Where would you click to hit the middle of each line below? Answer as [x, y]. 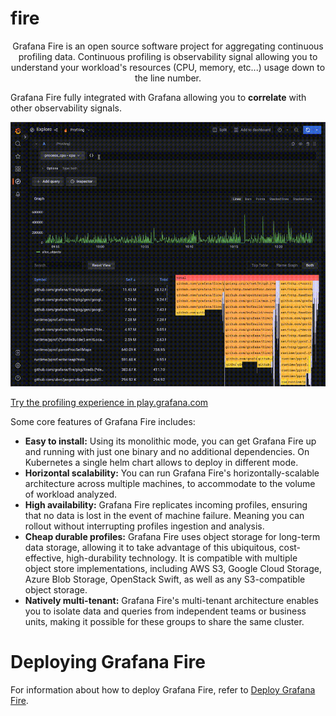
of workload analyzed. [70, 494]
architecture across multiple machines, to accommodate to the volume [170, 484]
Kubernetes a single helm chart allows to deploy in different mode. [161, 463]
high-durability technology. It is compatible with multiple [182, 558]
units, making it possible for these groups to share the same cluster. [164, 622]
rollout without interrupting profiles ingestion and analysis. [144, 526]
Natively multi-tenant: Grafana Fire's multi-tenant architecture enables [171, 601]
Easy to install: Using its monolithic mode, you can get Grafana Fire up [170, 441]
